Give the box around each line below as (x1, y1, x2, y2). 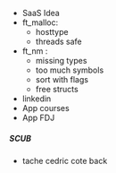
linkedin (21, 93, 52, 104)
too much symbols (35, 65, 104, 75)
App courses (21, 103, 70, 113)
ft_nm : (21, 46, 48, 56)
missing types (35, 56, 87, 65)
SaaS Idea (21, 8, 60, 18)
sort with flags (35, 74, 89, 84)
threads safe (35, 36, 82, 47)
